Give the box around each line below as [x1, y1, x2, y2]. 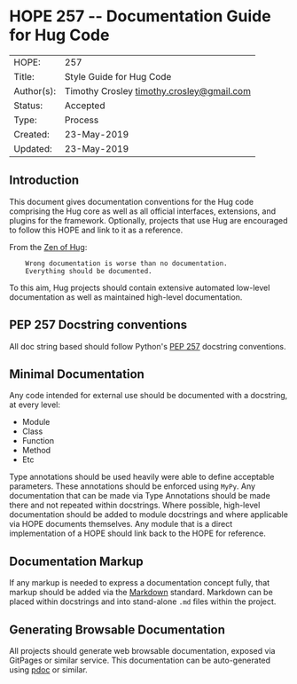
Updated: [13, 142, 52, 154]
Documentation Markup [9, 554, 144, 569]
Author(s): [13, 84, 57, 97]
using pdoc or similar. [9, 664, 89, 675]
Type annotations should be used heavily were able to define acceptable [9, 472, 275, 483]
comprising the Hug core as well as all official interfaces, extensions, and [9, 206, 277, 216]
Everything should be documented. [25, 266, 152, 276]
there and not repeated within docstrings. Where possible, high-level [9, 499, 261, 511]
